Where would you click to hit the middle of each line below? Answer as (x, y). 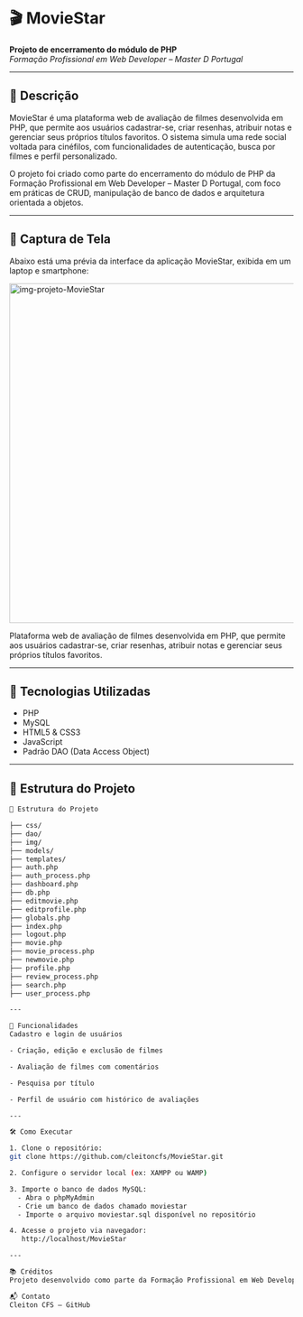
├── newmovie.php (42, 960)
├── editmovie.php (44, 901)
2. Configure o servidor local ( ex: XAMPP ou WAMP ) (108, 1173)
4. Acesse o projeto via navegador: (78, 1231)
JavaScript (42, 742)
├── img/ (26, 842)
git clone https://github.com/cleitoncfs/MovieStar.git (116, 1157)
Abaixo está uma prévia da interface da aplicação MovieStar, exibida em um (150, 261)
